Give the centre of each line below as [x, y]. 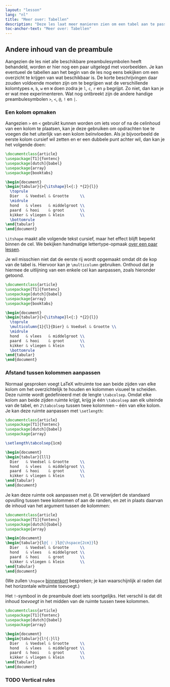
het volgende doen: [26, 145]
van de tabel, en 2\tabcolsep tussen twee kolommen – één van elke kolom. [83, 405]
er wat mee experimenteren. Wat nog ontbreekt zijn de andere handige [79, 94]
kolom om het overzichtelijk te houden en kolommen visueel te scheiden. [81, 389]
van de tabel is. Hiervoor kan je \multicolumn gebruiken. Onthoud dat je [80, 265]
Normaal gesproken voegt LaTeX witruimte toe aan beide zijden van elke [81, 384]
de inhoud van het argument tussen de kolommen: [58, 506]
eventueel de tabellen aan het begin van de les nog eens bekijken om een [82, 72]
